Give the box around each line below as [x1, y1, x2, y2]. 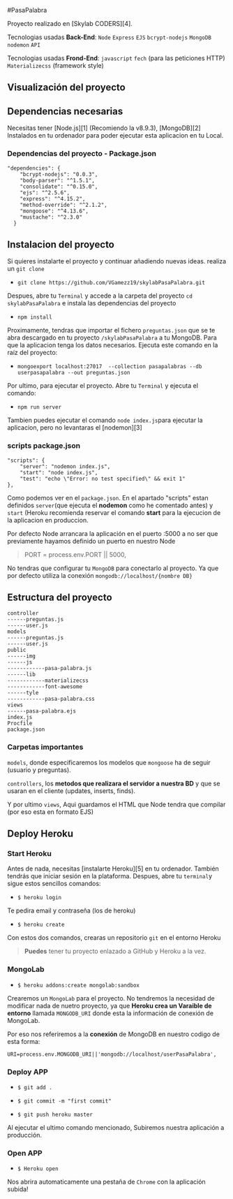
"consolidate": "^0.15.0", [20, 183, 98, 190]
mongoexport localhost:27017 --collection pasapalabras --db [17, 363, 202, 370]
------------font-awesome [7, 683, 82, 690]
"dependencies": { [7, 164, 61, 172]
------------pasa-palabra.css [7, 695, 96, 703]
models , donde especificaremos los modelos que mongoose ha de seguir [7, 758, 211, 766]
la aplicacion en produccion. [7, 516, 89, 524]
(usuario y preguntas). [7, 765, 71, 774]
